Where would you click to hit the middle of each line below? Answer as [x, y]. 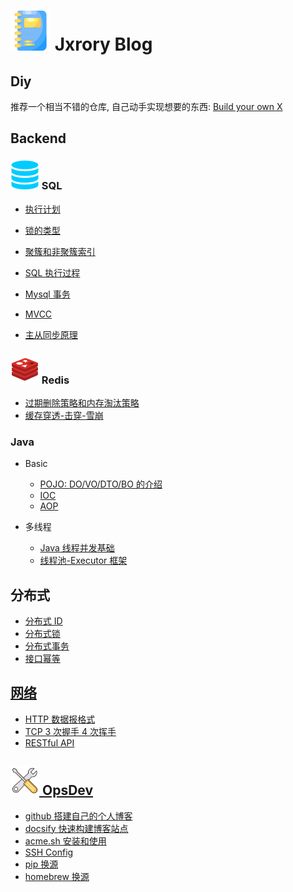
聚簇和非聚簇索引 [60, 251]
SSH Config [49, 852]
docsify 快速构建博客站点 [76, 828]
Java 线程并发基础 [77, 548]
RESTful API [49, 742]
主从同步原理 [51, 334]
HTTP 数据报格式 [60, 719]
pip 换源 [41, 864]
